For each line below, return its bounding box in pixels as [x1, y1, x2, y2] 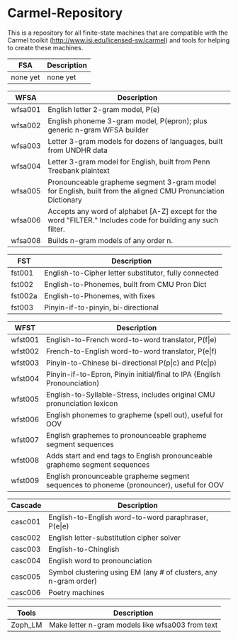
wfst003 [11, 358, 40, 368]
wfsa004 [11, 161, 41, 171]
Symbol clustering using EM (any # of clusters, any [48, 567, 217, 577]
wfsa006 [11, 215, 41, 225]
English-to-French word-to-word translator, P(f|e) [45, 334, 217, 344]
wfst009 [11, 475, 40, 485]
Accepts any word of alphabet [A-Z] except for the [47, 206, 217, 216]
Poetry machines [48, 587, 105, 597]
